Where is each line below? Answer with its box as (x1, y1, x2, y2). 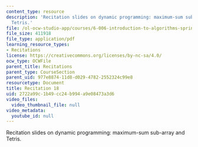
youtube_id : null (11, 113, 54, 119)
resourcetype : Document (6, 80, 65, 86)
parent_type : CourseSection (6, 69, 75, 75)
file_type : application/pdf (6, 36, 75, 42)
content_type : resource (6, 8, 65, 15)
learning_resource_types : (6, 42, 70, 48)
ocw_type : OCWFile (6, 58, 51, 64)
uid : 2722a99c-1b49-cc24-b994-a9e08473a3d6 (6, 91, 115, 97)
